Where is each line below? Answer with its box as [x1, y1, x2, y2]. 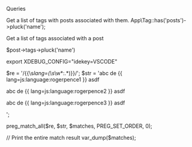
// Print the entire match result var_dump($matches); [6, 134, 136, 141]
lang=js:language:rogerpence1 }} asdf [6, 76, 100, 83]
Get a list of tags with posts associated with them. [6, 17, 130, 23]
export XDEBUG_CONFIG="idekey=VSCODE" [6, 58, 118, 65]
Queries [6, 5, 26, 12]
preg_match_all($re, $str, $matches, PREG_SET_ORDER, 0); [6, 122, 153, 130]
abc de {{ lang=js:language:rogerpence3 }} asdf [6, 99, 125, 106]
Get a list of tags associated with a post [6, 35, 104, 41]
